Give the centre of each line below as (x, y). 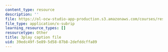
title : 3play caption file (33, 38)
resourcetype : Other (27, 33)
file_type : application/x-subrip (40, 24)
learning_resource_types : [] (35, 28)
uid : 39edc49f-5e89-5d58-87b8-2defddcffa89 (51, 42)
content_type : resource (30, 10)
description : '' (22, 14)
